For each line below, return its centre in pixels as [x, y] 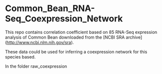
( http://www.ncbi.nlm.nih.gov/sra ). [40, 42]
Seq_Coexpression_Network [64, 19]
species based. [20, 57]
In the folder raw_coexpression [36, 66]
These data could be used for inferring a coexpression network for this [76, 52]
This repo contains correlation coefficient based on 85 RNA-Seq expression [81, 32]
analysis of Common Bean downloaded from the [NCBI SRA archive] [74, 37]
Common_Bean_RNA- [50, 8]
